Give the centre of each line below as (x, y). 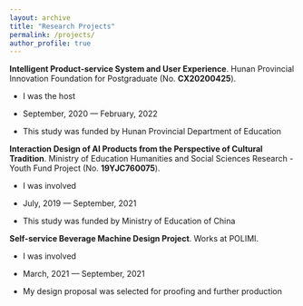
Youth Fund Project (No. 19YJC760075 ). (85, 168)
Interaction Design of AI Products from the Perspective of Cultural (136, 149)
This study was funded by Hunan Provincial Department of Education (152, 132)
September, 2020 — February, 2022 (90, 114)
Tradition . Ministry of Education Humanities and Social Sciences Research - (151, 159)
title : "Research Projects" (63, 26)
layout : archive (40, 18)
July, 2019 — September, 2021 (79, 203)
